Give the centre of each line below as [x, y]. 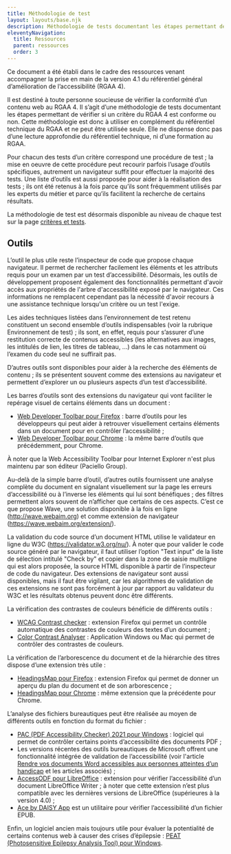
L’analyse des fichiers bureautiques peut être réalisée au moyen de [102, 713]
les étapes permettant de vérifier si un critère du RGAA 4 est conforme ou [112, 114]
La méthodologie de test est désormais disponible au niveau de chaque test [114, 214]
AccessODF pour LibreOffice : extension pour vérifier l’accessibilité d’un [119, 778]
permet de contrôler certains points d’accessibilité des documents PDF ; [119, 742]
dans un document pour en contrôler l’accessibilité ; [90, 430]
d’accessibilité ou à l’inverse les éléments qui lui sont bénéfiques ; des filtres [115, 494]
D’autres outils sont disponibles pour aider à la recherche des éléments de [112, 367]
